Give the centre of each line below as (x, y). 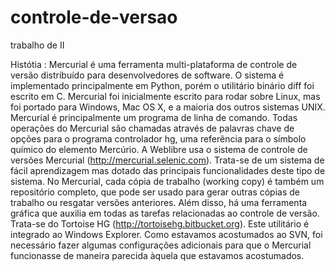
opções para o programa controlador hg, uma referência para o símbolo (158, 138)
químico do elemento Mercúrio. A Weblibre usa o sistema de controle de (159, 149)
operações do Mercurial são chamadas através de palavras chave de (152, 128)
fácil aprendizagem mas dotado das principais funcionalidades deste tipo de (168, 170)
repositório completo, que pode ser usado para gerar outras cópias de (155, 192)
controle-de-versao (94, 17)
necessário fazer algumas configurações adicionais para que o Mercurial (161, 245)
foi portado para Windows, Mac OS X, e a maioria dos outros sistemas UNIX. (168, 107)
